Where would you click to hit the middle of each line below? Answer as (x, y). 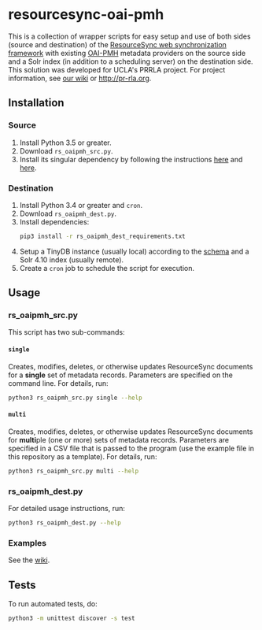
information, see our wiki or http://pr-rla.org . (80, 78)
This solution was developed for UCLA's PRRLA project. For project (117, 69)
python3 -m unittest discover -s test (72, 618)
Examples (28, 543)
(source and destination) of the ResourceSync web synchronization (117, 44)
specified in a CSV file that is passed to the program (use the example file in (131, 448)
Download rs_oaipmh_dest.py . (68, 213)
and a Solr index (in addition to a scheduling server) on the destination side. (131, 61)
